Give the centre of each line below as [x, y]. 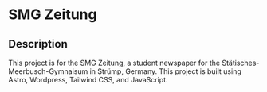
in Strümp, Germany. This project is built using [165, 71]
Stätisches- [241, 63]
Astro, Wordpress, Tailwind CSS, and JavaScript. [88, 80]
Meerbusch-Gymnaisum [48, 71]
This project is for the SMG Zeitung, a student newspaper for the [114, 63]
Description [38, 44]
